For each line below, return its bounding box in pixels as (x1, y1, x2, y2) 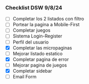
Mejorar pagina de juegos (12, 62, 68, 68)
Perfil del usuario (12, 39, 49, 45)
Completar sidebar (12, 68, 52, 74)
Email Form (12, 73, 37, 79)
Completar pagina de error (12, 56, 69, 62)
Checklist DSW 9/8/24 (5, 4, 62, 11)
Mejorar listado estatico (12, 50, 63, 56)
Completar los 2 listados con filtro (12, 16, 84, 22)
